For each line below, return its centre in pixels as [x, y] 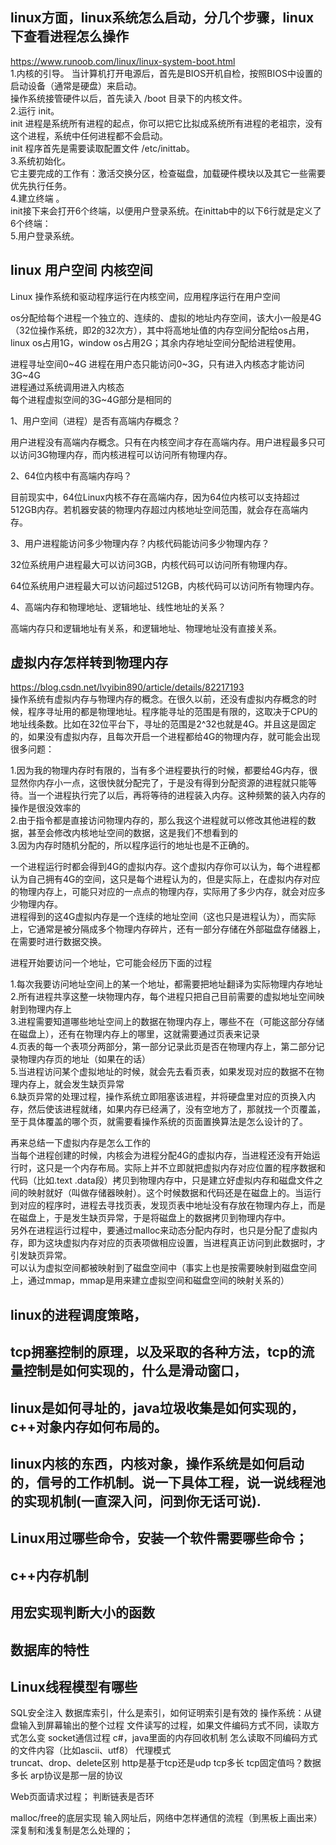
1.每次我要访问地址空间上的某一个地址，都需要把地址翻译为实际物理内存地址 [166, 984]
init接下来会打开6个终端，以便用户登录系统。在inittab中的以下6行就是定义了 [166, 210]
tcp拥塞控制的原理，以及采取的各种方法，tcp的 [156, 1352]
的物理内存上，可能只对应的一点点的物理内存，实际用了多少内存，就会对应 [163, 892]
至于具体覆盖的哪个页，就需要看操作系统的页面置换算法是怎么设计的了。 [159, 1122]
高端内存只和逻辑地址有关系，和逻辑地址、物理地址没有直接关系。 [146, 628]
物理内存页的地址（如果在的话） [84, 1059]
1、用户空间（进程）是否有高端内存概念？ [95, 420]
